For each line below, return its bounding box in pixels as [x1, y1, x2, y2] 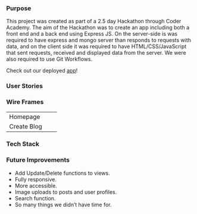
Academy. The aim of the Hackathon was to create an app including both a [6, 24, 190, 31]
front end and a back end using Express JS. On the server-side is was [6, 30, 177, 37]
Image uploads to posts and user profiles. [14, 188, 117, 196]
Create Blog [9, 122, 43, 130]
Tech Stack [6, 140, 40, 148]
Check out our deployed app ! [6, 67, 78, 74]
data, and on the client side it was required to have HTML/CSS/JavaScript [6, 43, 187, 50]
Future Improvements [6, 156, 70, 164]
